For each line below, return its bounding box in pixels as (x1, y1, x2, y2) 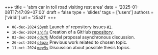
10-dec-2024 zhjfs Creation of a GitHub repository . (11, 29, 114, 35)
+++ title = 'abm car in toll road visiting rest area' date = (4, 4, 118, 10)
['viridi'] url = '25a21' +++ (4, 15, 56, 20)
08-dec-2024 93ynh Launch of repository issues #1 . (11, 24, 113, 30)
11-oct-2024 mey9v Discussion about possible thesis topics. (11, 45, 131, 50)
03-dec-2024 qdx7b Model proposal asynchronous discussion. (11, 34, 135, 40)
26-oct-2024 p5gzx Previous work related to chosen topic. (11, 39, 128, 45)
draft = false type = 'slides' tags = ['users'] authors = (46, 9, 154, 15)
